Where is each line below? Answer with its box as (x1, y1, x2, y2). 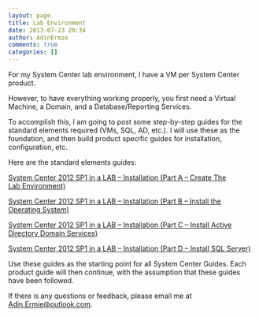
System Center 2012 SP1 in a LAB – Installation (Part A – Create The (8, 173, 227, 182)
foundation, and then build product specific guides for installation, (8, 134, 222, 143)
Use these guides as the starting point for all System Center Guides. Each (8, 259, 246, 268)
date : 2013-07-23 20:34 (8, 26, 87, 34)
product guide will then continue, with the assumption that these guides (8, 267, 241, 277)
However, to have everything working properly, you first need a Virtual (8, 94, 236, 103)
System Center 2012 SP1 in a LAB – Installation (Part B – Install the (8, 196, 222, 206)
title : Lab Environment (8, 19, 87, 27)
